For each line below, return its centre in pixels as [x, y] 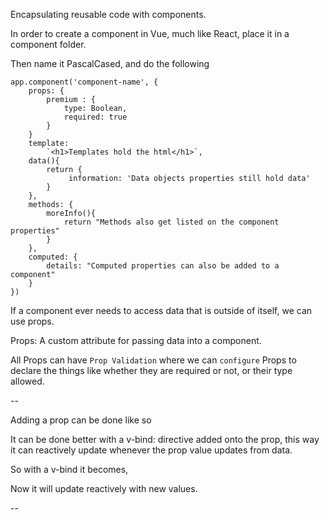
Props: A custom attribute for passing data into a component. [136, 340]
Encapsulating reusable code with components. [108, 14]
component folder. [48, 44]
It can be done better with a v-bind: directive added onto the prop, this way [165, 439]
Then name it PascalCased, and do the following [110, 63]
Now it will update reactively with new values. [104, 488]
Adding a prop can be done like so [81, 420]
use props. [32, 321]
